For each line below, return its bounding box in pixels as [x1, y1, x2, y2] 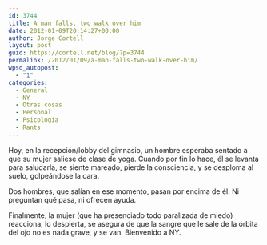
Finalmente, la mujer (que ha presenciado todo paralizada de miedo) [8, 210, 233, 220]
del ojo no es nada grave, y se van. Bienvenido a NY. [8, 227, 181, 237]
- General [15, 86, 48, 94]
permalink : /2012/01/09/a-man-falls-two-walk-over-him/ [8, 57, 198, 65]
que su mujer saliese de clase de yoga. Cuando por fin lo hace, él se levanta [8, 154, 260, 163]
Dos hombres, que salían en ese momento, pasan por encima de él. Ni [8, 186, 240, 196]
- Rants [15, 123, 42, 131]
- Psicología [15, 116, 59, 124]
